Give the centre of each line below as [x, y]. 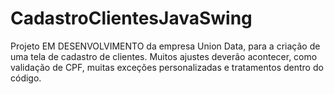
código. [26, 78]
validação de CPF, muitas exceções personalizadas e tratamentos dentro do [167, 67]
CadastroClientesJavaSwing [131, 18]
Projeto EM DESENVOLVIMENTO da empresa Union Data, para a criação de [165, 46]
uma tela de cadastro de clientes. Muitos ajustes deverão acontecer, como [164, 56]
